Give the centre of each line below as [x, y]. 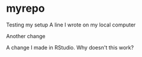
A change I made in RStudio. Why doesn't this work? [70, 47]
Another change [26, 36]
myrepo [26, 9]
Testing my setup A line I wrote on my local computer [71, 25]
